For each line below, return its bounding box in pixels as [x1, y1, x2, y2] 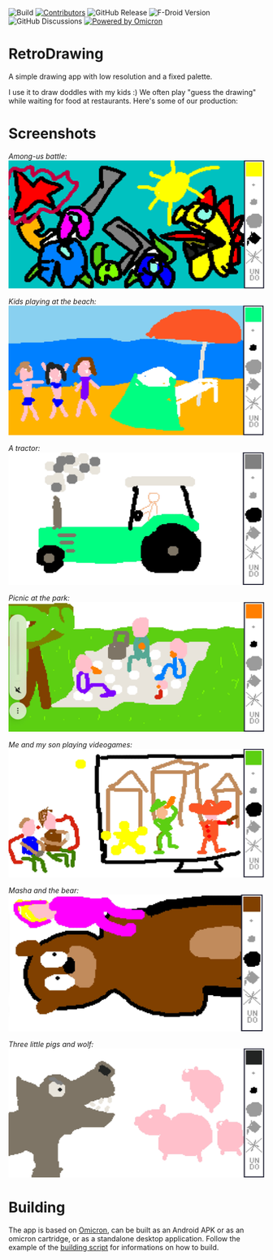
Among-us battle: [8, 151, 67, 161]
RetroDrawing [8, 45, 104, 63]
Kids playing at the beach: [8, 297, 97, 306]
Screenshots [8, 124, 97, 143]
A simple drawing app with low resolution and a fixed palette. [8, 71, 213, 81]
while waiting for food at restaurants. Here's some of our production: [8, 96, 238, 106]
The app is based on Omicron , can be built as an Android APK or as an [8, 1225, 245, 1235]
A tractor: [8, 443, 41, 452]
